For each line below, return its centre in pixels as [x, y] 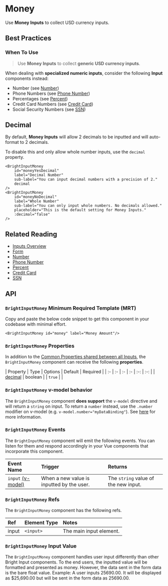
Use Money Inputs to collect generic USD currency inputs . [79, 63]
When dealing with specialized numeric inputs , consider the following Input [84, 73]
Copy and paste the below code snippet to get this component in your [77, 319]
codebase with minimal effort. [36, 324]
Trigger [50, 467]
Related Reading [31, 234]
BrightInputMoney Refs [32, 499]
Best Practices [28, 38]
